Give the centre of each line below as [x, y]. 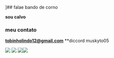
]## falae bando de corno [31, 7]
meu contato [21, 29]
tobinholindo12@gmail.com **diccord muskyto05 [57, 41]
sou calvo [15, 17]
